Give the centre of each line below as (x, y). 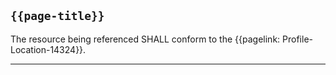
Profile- (297, 39)
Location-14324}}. (48, 49)
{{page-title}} (57, 16)
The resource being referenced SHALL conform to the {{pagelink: (145, 39)
